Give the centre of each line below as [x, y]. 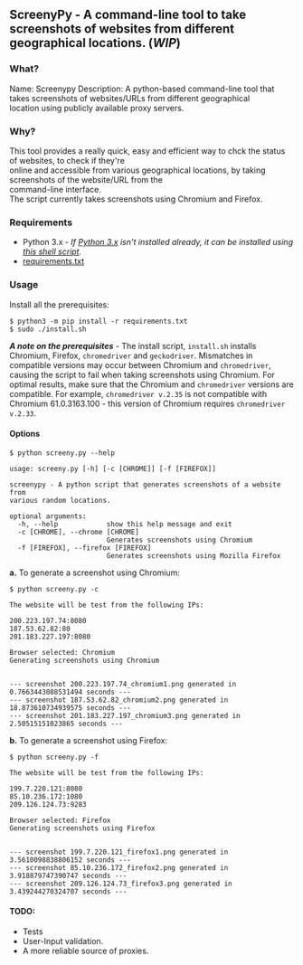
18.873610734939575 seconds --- [70, 708]
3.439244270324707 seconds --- [68, 891]
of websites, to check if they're [67, 160]
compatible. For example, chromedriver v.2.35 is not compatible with [138, 393]
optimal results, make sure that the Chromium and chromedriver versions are [151, 384]
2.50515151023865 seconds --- [66, 724]
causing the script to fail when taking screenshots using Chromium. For [142, 374]
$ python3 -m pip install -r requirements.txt [99, 321]
